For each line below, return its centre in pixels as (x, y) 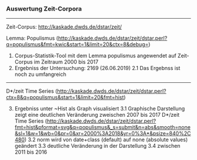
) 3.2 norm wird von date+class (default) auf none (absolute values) (106, 140)
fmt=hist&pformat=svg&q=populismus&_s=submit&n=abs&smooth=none (102, 127)
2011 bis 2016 (31, 152)
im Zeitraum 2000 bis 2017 (66, 62)
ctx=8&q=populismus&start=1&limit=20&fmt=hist (65, 98)
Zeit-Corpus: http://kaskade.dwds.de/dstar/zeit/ (64, 27)
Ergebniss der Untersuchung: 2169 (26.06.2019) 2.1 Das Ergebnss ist (97, 68)
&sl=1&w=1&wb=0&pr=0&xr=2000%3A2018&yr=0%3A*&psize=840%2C (103, 134)
